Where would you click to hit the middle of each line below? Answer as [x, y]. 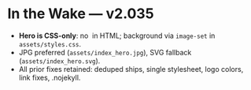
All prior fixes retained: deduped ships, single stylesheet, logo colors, [131, 69]
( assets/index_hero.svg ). [59, 61]
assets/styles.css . [50, 43]
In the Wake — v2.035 [81, 14]
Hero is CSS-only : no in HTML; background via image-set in [117, 36]
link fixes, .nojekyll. [50, 77]
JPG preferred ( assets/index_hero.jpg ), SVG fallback [105, 52]
